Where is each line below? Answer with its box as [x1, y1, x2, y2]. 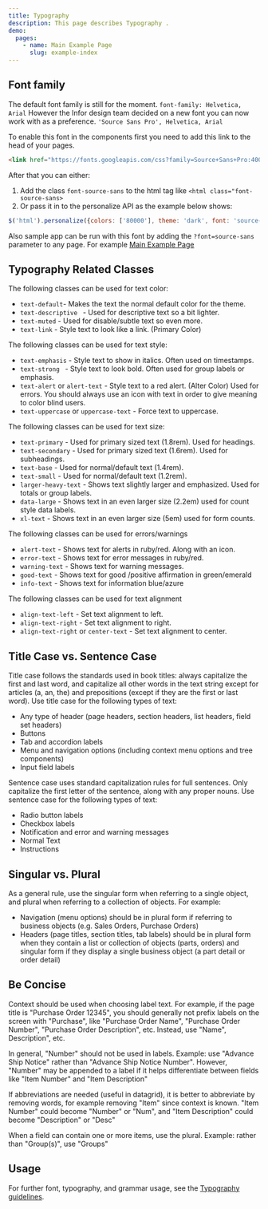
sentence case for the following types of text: [8, 795, 158, 804]
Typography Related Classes [8, 263, 155, 276]
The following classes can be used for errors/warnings [8, 529, 188, 539]
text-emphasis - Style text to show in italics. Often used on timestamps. [19, 356, 254, 365]
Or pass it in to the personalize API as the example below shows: [19, 201, 233, 211]
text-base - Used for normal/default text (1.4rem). [19, 463, 184, 472]
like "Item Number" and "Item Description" [8, 1074, 148, 1084]
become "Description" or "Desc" [8, 1115, 116, 1124]
